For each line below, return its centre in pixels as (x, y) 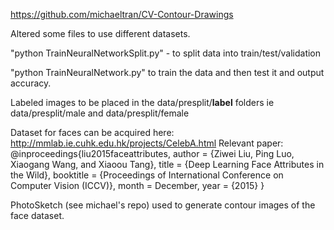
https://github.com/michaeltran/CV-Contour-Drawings (122, 14)
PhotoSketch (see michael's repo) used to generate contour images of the (163, 205)
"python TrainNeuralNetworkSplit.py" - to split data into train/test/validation (166, 53)
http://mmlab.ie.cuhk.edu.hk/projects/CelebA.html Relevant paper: (147, 143)
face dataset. (37, 215)
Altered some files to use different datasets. (100, 33)
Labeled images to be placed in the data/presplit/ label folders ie (142, 102)
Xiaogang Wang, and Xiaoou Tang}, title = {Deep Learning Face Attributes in (167, 164)
